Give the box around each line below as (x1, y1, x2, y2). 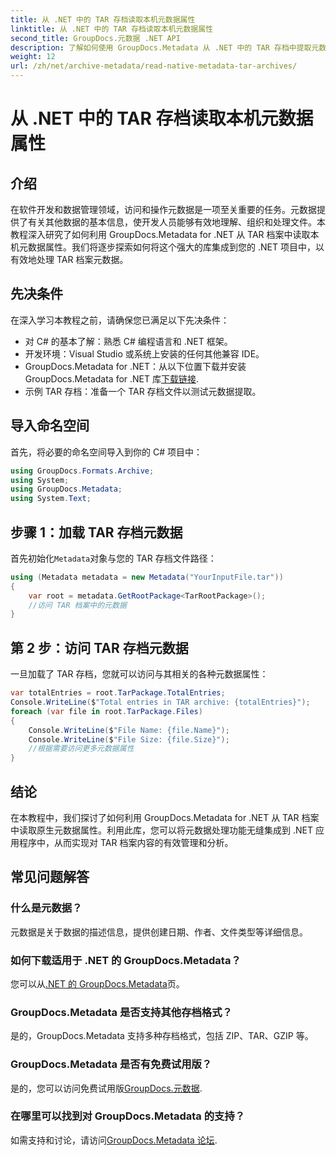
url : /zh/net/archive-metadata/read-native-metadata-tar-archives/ (10, 61, 298, 71)
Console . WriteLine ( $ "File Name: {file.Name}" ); (28, 725, 230, 735)
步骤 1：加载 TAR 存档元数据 (10, 524, 183, 541)
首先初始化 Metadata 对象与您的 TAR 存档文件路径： (10, 552, 217, 564)
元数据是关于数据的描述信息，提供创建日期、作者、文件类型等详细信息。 (10, 926, 308, 938)
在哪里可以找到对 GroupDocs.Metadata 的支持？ (10, 1109, 246, 1123)
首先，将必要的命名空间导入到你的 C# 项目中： (10, 446, 203, 458)
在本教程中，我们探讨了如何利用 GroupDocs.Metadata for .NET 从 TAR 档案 (10, 811, 320, 823)
